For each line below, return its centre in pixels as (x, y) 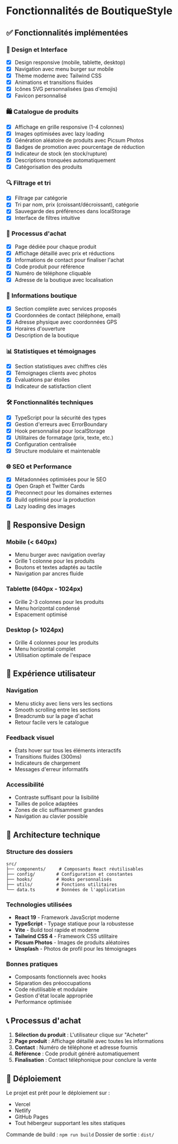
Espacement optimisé (41, 614)
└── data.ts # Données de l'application (66, 890)
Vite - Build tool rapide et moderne (57, 930)
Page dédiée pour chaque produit (55, 246)
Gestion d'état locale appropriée (54, 996)
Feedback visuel (30, 737)
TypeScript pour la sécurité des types (60, 417)
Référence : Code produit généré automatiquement (77, 1054)
